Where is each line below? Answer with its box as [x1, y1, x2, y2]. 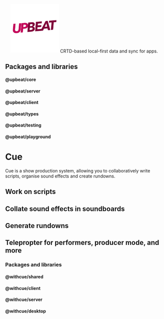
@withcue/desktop [5, 308, 46, 314]
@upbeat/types [5, 110, 39, 116]
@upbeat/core [5, 76, 36, 82]
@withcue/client [5, 285, 41, 291]
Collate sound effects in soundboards [5, 204, 125, 213]
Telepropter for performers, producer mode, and [5, 238, 159, 247]
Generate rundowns [5, 221, 69, 230]
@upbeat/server [5, 88, 41, 94]
